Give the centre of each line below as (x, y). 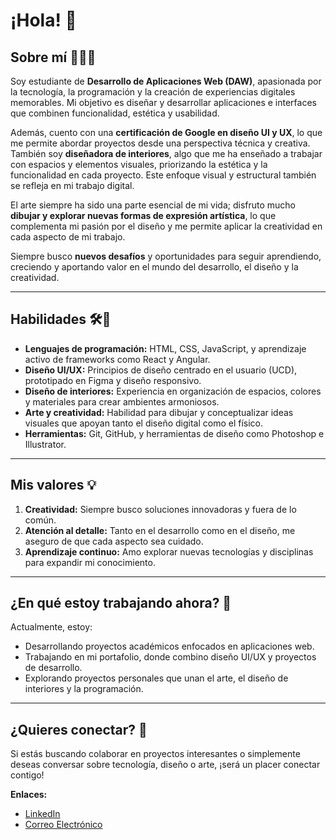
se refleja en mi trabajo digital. (72, 185)
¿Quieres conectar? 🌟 (79, 729)
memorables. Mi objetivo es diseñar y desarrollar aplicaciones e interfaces (163, 102)
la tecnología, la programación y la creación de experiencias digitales (153, 92)
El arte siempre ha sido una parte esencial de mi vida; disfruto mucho (153, 205)
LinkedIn (42, 814)
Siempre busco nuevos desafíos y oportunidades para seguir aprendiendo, (166, 256)
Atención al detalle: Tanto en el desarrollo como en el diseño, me (160, 530)
